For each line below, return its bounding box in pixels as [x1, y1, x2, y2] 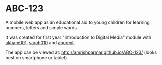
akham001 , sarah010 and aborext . [5, 39, 75, 45]
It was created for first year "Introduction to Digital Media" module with [5, 34, 152, 40]
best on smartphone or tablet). [5, 54, 69, 60]
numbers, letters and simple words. [5, 24, 78, 30]
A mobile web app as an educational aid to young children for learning [5, 19, 150, 25]
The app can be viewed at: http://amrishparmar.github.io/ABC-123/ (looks [5, 49, 157, 55]
